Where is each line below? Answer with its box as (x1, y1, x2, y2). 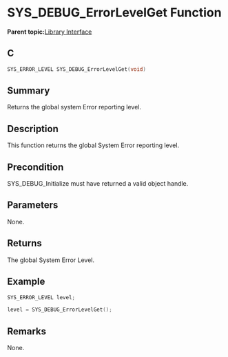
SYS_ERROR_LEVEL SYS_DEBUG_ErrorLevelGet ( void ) (7, 65, 147, 73)
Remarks (7, 325, 47, 337)
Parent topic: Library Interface (7, 28, 92, 36)
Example (7, 276, 45, 288)
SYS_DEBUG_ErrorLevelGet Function (7, 5, 222, 21)
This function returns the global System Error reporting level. (7, 141, 180, 149)
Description (7, 122, 59, 135)
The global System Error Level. (7, 256, 95, 264)
